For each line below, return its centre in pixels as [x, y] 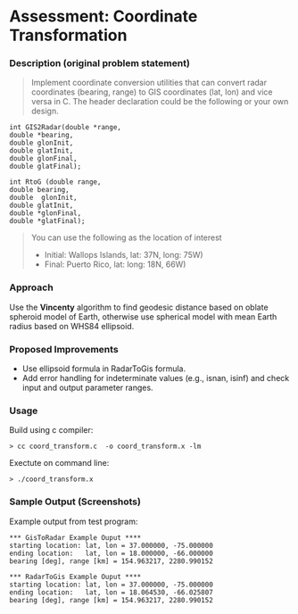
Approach [31, 287]
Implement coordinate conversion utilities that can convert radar [149, 83]
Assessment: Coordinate [103, 17]
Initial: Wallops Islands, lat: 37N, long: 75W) [124, 255]
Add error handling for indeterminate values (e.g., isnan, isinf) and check [156, 378]
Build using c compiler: [51, 430]
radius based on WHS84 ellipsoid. [72, 326]
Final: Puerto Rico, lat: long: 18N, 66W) [115, 264]
